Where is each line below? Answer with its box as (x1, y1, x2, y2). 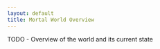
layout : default (7, 10, 54, 17)
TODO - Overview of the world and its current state (7, 35, 154, 43)
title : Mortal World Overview (7, 16, 95, 23)
